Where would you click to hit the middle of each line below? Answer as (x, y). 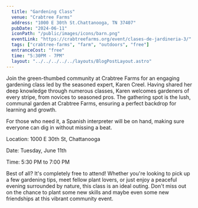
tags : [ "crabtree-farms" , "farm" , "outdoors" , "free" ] (80, 45)
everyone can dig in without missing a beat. (59, 127)
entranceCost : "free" (38, 50)
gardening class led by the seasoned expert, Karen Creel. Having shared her (99, 84)
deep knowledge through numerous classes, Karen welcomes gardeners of (98, 91)
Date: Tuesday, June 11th (36, 150)
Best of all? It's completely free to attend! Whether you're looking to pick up (98, 173)
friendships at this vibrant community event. (60, 199)
